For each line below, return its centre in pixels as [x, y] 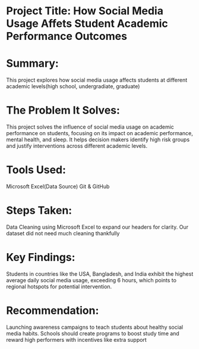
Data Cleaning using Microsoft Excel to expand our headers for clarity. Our [97, 227]
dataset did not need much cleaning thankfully [63, 233]
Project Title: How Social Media [85, 11]
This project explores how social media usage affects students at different [97, 80]
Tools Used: [36, 170]
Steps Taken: [39, 211]
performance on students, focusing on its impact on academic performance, [99, 133]
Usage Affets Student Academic [87, 24]
